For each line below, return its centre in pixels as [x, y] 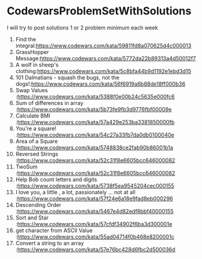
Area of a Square [36, 141]
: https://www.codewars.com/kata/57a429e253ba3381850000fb [95, 122]
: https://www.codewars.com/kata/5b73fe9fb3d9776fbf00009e [93, 109]
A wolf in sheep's [37, 65]
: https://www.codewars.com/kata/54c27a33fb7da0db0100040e [95, 135]
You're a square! [36, 128]
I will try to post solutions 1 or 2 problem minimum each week [82, 28]
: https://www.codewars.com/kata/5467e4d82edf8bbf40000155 [94, 211]
